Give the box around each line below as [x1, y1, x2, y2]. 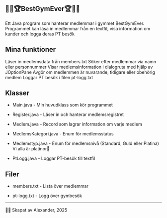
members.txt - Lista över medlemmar [12, 183, 88, 189]
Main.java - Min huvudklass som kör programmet [12, 102, 113, 108]
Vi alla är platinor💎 [12, 146, 50, 152]
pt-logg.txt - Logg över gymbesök [12, 193, 82, 199]
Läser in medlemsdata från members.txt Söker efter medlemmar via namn [5, 58, 157, 64]
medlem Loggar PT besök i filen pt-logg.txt [5, 74, 93, 80]
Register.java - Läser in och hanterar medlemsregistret [12, 111, 124, 117]
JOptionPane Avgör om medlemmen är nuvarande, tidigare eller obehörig [5, 69, 156, 75]
